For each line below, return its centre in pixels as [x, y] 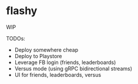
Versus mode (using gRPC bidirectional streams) [73, 68]
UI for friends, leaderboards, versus [58, 75]
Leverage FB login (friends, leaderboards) [65, 62]
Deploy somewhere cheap [46, 50]
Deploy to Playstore [38, 56]
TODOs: [16, 38]
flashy [22, 11]
